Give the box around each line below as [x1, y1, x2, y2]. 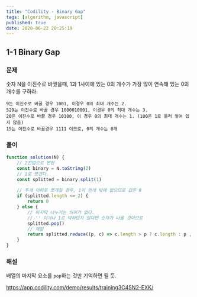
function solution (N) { [6, 154, 65, 160]
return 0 [27, 199, 49, 205]
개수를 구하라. [6, 88, 38, 95]
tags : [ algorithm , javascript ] [6, 14, 83, 20]
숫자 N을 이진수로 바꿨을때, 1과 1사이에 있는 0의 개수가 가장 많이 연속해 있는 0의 [6, 80, 189, 88]
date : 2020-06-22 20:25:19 [6, 25, 73, 31]
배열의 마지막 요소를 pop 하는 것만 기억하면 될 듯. [6, 272, 117, 279]
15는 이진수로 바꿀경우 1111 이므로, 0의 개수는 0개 [6, 125, 118, 132]
